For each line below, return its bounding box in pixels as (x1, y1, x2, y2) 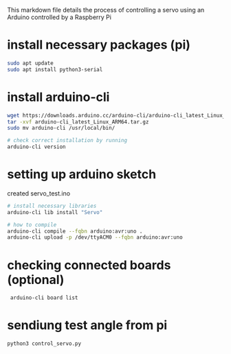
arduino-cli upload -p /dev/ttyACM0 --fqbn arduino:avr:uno (7, 234, 184, 241)
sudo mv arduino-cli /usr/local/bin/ (7, 125, 115, 132)
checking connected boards (7, 257, 171, 273)
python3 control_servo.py (7, 340, 81, 347)
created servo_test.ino (7, 189, 71, 198)
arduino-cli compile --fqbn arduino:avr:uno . (7, 228, 143, 235)
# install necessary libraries (7, 202, 97, 209)
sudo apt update (7, 60, 54, 67)
